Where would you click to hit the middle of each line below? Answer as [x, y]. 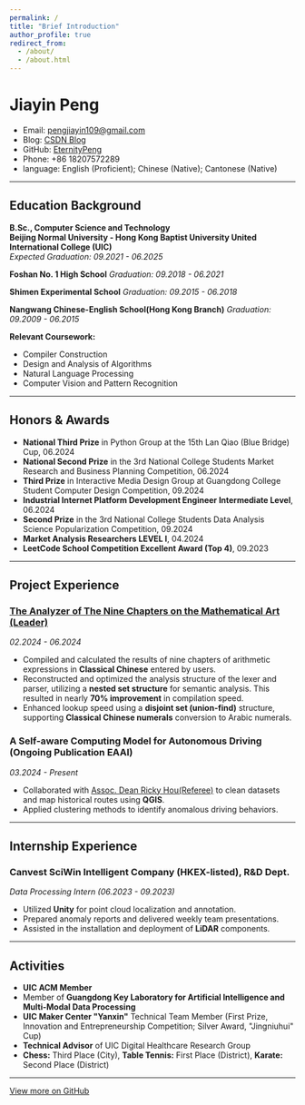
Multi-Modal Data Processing [79, 1007]
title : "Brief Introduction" [64, 26]
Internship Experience [74, 846]
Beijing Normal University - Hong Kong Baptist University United [133, 237]
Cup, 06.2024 [49, 451]
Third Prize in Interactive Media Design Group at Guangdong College [152, 480]
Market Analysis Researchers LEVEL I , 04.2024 [113, 538]
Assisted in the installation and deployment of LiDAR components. [146, 929]
